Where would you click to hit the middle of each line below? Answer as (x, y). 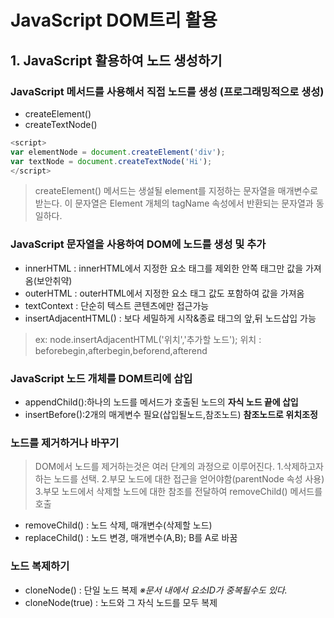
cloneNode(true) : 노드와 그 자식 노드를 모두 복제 (121, 602)
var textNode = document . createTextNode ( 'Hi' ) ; (111, 161)
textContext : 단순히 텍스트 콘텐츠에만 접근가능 (117, 305)
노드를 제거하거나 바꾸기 (65, 443)
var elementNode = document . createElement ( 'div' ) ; (118, 152)
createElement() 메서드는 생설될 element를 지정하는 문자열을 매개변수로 (176, 191)
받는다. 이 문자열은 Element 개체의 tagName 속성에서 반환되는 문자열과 (174, 203)
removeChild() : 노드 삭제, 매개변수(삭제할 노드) (118, 525)
